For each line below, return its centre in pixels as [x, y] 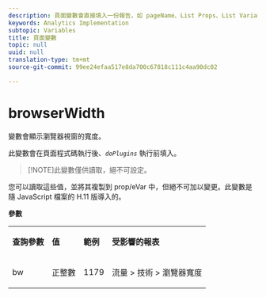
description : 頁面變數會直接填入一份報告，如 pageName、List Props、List [122, 15]
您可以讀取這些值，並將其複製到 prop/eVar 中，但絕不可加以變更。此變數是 [131, 186]
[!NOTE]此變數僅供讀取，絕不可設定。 [89, 169]
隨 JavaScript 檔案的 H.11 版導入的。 [67, 196]
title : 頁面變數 [32, 38]
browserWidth [57, 113]
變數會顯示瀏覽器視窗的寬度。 [57, 136]
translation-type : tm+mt [49, 60]
